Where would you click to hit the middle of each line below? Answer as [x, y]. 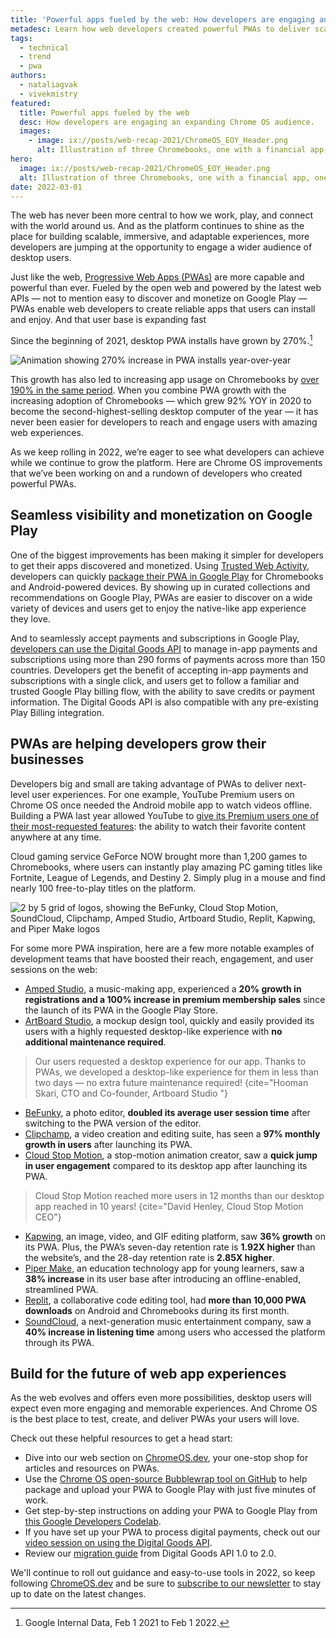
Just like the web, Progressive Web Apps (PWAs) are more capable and [157, 277]
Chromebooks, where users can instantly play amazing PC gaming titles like [166, 867]
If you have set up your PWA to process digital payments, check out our [172, 1532]
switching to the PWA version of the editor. [113, 1123]
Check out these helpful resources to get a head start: [121, 1438]
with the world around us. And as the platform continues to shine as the [157, 226]
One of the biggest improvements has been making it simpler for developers [167, 555]
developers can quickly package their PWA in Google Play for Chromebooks [167, 576]
